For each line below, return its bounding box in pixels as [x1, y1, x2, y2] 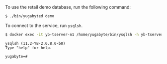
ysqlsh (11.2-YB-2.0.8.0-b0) [5, 41, 66, 46]
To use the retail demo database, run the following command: [5, 4, 131, 10]
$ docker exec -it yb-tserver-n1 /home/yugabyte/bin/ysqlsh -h [5, 32, 139, 37]
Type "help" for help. [5, 45, 52, 50]
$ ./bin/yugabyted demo [5, 14, 55, 19]
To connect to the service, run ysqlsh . [5, 22, 83, 29]
